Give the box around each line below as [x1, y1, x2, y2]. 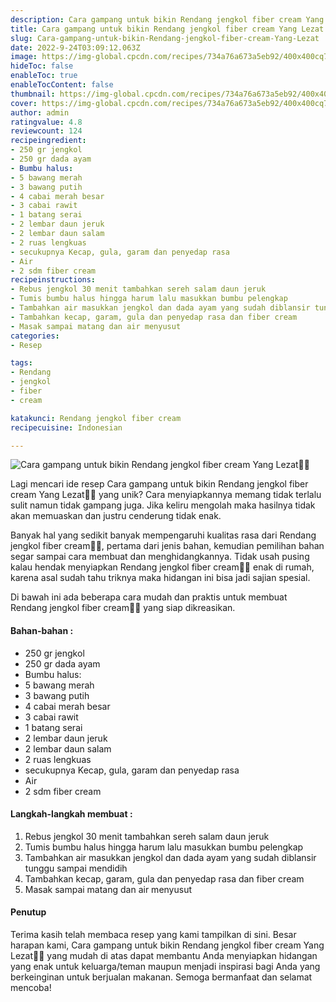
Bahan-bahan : [10, 624, 74, 636]
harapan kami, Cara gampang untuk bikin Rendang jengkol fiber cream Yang [10, 939, 325, 951]
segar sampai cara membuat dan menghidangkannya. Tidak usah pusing [10, 551, 310, 563]
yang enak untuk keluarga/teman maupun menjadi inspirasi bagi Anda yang [10, 960, 321, 972]
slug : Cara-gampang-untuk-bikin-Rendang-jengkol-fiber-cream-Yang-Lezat [10, 33, 320, 43]
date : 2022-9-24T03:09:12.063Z [10, 42, 141, 53]
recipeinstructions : [10, 275, 97, 285]
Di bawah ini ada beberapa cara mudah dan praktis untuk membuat [10, 591, 288, 603]
